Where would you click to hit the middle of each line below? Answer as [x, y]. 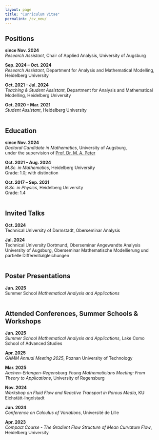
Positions [20, 38]
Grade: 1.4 [15, 193]
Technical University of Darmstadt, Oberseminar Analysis [63, 230]
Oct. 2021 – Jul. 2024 [27, 85]
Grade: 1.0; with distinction [32, 173]
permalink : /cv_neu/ [26, 19]
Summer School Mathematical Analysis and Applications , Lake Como [75, 338]
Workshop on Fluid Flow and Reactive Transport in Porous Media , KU [75, 393]
